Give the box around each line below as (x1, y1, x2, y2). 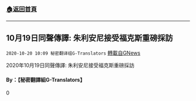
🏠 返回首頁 (6, 5, 37, 13)
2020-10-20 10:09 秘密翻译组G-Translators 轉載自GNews (6, 49, 141, 56)
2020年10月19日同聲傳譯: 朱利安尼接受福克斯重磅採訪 (6, 62, 135, 69)
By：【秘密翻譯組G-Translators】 (6, 76, 86, 83)
